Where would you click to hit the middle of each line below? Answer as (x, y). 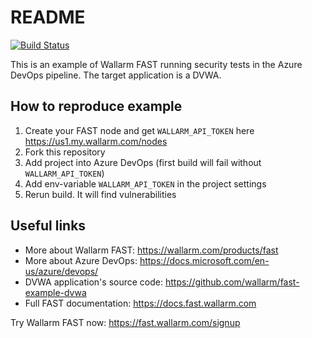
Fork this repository (65, 152)
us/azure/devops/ (61, 271)
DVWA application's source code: (93, 282)
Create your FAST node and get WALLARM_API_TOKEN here (139, 130)
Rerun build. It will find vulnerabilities (100, 194)
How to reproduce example (96, 106)
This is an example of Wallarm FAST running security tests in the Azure (156, 64)
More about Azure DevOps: (81, 260)
